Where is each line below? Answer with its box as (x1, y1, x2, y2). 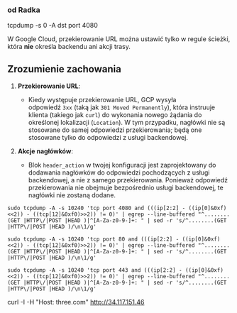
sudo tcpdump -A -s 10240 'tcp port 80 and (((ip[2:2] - (7, 236, 180, 243)
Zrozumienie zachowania (7, 62, 122, 75)
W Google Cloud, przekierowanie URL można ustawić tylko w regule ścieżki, (7, 35, 231, 43)
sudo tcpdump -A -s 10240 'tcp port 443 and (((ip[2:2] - (7, 267, 182, 274)
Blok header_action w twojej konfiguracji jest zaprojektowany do (28, 161, 216, 170)
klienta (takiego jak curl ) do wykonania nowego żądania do (28, 111, 202, 119)
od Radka (7, 5, 40, 15)
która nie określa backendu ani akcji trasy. (7, 43, 131, 51)
